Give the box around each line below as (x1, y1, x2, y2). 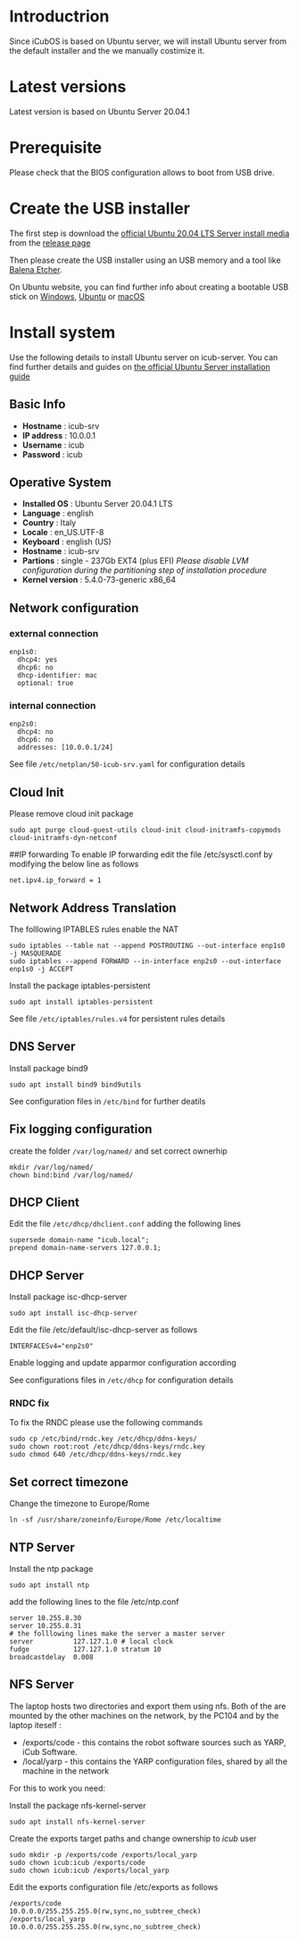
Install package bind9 (9, 1062, 88, 1073)
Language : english (21, 508, 94, 519)
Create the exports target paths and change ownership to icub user (9, 1833, 257, 1843)
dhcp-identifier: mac (17, 671, 98, 680)
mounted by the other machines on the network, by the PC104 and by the (9, 1709, 279, 1721)
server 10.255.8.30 (9, 1614, 82, 1623)
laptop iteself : (9, 1719, 62, 1730)
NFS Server (9, 1677, 74, 1692)
